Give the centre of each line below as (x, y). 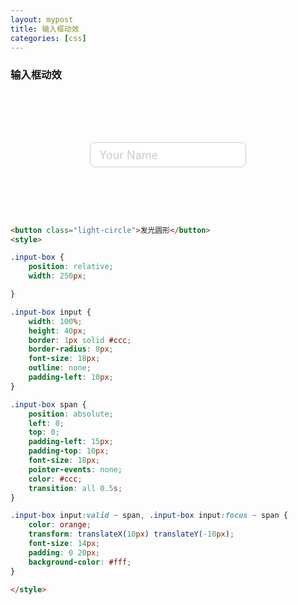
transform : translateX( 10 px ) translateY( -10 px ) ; (131, 534)
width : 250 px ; (57, 276)
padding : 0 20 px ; (64, 552)
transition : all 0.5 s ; (75, 488)
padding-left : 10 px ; (71, 377)
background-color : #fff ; (80, 562)
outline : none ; (60, 368)
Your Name (129, 154)
